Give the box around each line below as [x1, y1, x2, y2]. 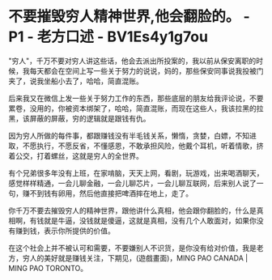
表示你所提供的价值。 [43, 226, 115, 235]
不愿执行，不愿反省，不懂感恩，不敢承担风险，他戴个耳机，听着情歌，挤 [22, 141, 264, 151]
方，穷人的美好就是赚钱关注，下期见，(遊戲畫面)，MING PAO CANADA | [8, 252, 249, 263]
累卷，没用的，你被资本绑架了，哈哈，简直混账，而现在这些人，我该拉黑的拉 [8, 103, 264, 113]
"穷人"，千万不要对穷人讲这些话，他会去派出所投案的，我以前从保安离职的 [8, 56, 257, 66]
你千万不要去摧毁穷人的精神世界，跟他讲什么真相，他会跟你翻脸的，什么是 [8, 206, 257, 215]
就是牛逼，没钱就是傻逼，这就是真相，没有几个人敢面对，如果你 [43, 215, 257, 225]
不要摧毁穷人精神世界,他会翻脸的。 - [8, 7, 251, 26]
